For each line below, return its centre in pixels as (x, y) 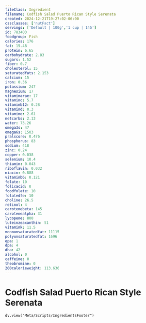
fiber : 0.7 (16, 64)
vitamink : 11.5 (20, 227)
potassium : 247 (20, 87)
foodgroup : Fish (21, 37)
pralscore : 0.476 (23, 137)
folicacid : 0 (18, 186)
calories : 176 (19, 41)
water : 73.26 (18, 123)
